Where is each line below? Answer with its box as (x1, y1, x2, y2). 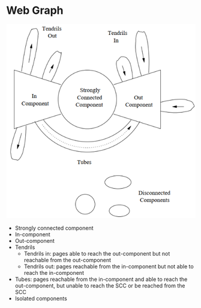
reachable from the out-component (23, 257, 112, 264)
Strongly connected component (14, 224, 94, 232)
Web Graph (6, 4, 64, 17)
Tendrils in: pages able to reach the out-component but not (23, 250, 170, 257)
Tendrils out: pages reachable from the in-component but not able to (23, 263, 194, 270)
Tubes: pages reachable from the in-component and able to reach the (14, 275, 188, 283)
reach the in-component (23, 269, 84, 277)
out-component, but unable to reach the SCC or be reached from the (14, 282, 185, 289)
